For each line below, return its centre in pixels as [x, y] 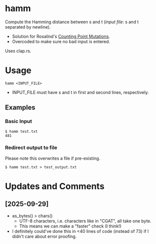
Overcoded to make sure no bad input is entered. [61, 41]
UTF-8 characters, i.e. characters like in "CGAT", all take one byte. [85, 221]
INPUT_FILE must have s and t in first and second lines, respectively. [80, 92]
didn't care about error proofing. [44, 236]
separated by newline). [28, 27]
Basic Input [19, 122]
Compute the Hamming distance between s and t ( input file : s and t [72, 22]
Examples [20, 108]
